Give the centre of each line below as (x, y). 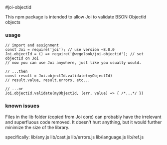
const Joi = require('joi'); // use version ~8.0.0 (60, 50)
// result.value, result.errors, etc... (48, 80)
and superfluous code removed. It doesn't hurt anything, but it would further (83, 122)
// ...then (16, 72)
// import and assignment (32, 45)
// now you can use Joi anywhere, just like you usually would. (73, 63)
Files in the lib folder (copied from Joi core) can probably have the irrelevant (83, 117)
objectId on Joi (22, 59)
